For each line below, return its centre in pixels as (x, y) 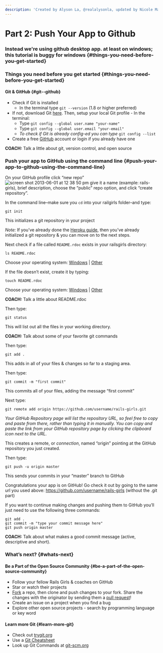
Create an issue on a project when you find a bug (61, 603)
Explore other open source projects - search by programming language (83, 608)
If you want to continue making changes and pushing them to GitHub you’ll (80, 505)
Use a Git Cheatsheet (33, 640)
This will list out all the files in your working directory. (58, 327)
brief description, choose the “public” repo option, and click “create (85, 188)
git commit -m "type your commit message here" (54, 523)
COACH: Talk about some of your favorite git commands (61, 336)
